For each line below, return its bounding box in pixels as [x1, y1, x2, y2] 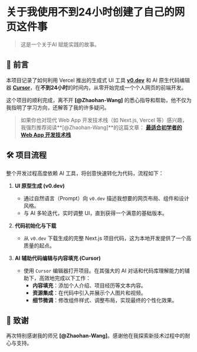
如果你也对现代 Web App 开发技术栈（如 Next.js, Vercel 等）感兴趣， [20, 116, 188, 123]
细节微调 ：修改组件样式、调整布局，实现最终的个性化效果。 [32, 296, 178, 304]
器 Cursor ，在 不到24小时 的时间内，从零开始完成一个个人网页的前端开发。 [6, 84, 187, 91]
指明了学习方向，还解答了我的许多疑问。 [11, 104, 110, 111]
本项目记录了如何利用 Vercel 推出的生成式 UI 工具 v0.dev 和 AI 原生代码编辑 [6, 76, 191, 83]
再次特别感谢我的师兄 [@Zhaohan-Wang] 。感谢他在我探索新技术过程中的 [6, 332, 185, 340]
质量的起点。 [23, 242, 55, 249]
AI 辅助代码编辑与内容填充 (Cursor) [14, 255, 101, 262]
